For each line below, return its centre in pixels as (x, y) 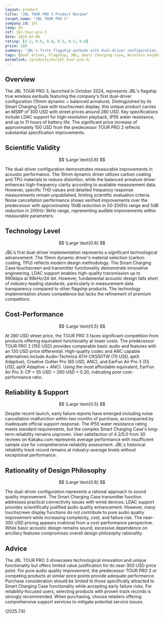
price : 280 (16, 46)
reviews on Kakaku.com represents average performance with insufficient (79, 439)
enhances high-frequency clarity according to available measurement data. (81, 185)
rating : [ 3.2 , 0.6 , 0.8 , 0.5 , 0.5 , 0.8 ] (47, 41)
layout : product (21, 10)
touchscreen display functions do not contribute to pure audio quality (75, 513)
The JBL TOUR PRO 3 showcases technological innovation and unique (76, 560)
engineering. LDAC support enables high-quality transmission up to (73, 273)
